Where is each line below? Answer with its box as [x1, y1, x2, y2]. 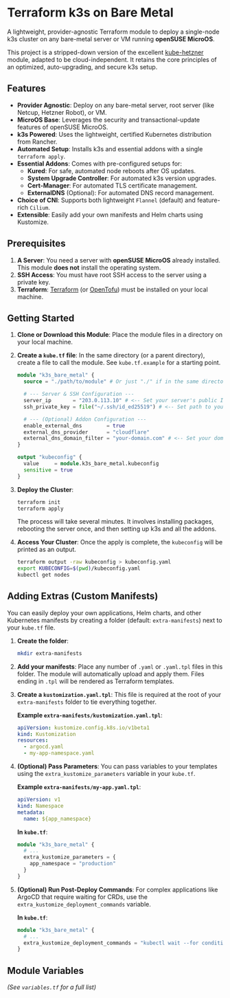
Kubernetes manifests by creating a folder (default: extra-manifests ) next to [7, 616, 222, 624]
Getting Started [7, 312, 75, 324]
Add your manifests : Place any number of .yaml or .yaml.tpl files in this [16, 662, 223, 671]
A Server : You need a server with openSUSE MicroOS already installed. [16, 256, 221, 264]
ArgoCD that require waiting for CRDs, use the [16, 892, 148, 901]
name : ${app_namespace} [23, 815, 91, 822]
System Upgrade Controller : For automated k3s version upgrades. [27, 174, 217, 182]
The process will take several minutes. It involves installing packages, [16, 518, 214, 526]
